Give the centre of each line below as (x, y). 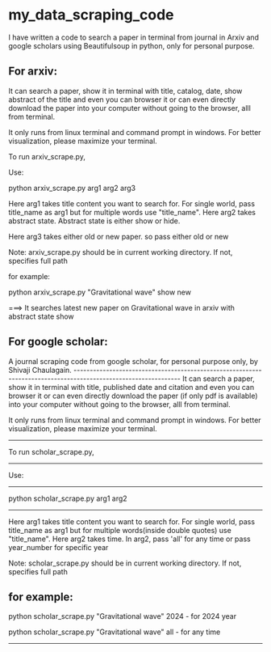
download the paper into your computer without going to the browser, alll (130, 108)
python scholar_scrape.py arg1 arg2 (68, 498)
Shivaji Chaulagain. (40, 370)
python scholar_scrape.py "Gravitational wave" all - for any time (115, 632)
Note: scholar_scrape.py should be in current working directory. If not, (125, 563)
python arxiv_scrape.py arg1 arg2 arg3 (72, 188)
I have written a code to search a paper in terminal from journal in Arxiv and (134, 37)
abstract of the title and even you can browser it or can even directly (122, 99)
